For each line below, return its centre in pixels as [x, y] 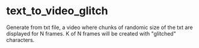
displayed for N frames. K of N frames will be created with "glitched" [91, 33]
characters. [20, 40]
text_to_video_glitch [57, 11]
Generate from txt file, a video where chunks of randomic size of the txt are [100, 27]
